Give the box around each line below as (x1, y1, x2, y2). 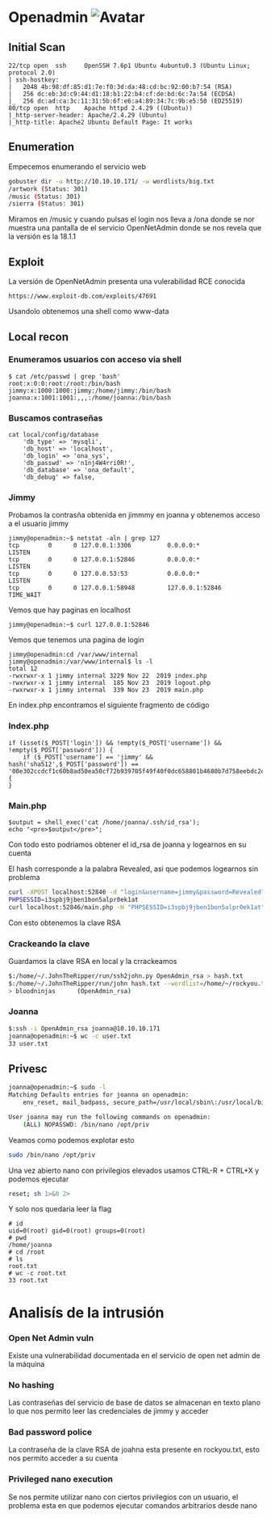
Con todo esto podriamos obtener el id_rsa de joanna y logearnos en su (8, 839, 247, 849)
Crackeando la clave (8, 938, 90, 949)
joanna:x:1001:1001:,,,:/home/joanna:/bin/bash (8, 393, 172, 402)
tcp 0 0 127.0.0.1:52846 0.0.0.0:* (8, 556, 200, 564)
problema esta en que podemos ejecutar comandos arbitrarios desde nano (8, 1500, 258, 1510)
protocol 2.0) (8, 69, 56, 77)
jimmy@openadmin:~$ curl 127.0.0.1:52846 (8, 621, 150, 629)
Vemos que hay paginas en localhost (8, 605, 131, 615)
